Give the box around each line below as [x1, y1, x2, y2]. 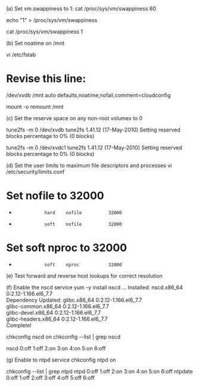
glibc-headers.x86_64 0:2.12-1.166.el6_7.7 [6, 315, 108, 322]
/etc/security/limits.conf [6, 168, 65, 175]
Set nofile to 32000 [6, 189, 104, 203]
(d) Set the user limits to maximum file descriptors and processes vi [6, 162, 172, 169]
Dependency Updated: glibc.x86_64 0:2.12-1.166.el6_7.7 [6, 296, 142, 303]
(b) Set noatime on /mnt [6, 40, 64, 46]
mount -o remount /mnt [6, 103, 64, 110]
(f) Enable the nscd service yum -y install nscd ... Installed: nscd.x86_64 [6, 284, 184, 291]
